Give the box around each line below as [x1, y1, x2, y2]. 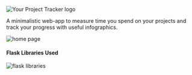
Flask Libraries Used [6, 49, 58, 56]
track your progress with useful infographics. [6, 24, 118, 31]
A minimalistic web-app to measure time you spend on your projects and [6, 17, 187, 24]
